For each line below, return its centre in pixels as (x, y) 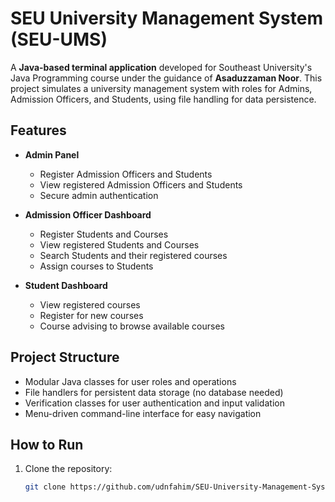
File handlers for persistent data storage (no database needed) (154, 392)
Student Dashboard (66, 285)
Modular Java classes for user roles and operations (130, 381)
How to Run (47, 444)
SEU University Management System (167, 18)
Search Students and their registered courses (133, 255)
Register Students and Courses (104, 234)
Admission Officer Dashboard (88, 214)
